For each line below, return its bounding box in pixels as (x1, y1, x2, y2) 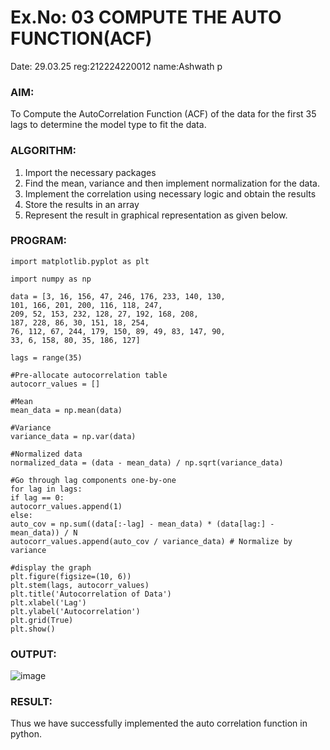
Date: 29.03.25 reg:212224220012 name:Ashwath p (10, 60, 223, 72)
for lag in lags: (10, 484, 83, 494)
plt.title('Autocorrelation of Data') (10, 589, 172, 599)
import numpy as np (10, 274, 92, 284)
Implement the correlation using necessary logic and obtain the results (24, 187, 317, 200)
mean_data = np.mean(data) (10, 405, 123, 415)
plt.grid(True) (10, 615, 74, 625)
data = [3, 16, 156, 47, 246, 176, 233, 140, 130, (10, 291, 226, 301)
